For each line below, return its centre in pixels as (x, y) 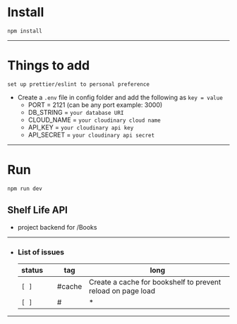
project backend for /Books (57, 227)
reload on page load (122, 291)
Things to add (49, 66)
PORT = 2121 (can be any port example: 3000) (95, 105)
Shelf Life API (38, 210)
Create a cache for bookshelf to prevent (155, 282)
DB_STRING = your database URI (76, 112)
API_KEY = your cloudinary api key (81, 127)
